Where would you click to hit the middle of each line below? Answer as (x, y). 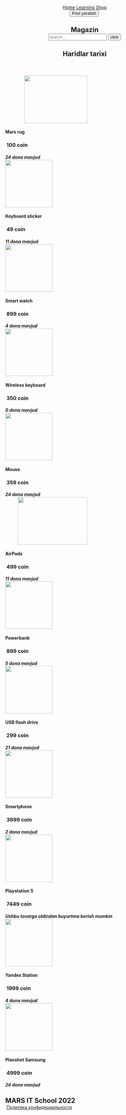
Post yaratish (84, 13)
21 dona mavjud (22, 747)
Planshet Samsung (25, 1060)
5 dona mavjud (21, 663)
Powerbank (18, 638)
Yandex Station (21, 975)
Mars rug (15, 132)
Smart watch (19, 301)
